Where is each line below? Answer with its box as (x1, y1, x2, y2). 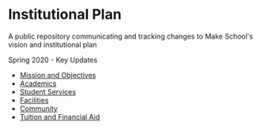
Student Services (19, 87, 77, 96)
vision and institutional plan (8, 39, 97, 49)
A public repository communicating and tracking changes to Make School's (8, 31, 253, 41)
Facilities (19, 95, 49, 105)
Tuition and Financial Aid (19, 112, 100, 121)
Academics (19, 79, 57, 88)
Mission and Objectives (19, 70, 96, 79)
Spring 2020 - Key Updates (8, 55, 98, 64)
